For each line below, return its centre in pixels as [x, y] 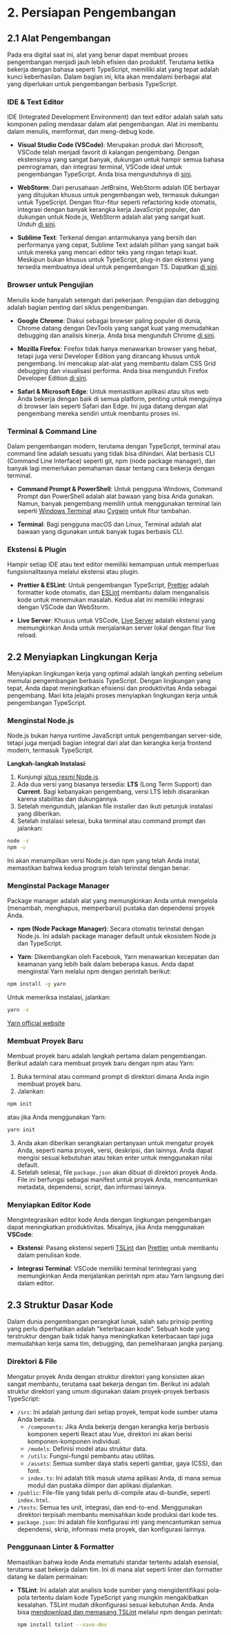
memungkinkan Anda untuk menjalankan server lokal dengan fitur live [116, 628]
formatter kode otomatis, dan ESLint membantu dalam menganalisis [113, 593]
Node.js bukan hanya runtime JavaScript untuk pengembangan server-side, [115, 735]
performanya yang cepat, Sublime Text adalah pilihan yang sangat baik [118, 245]
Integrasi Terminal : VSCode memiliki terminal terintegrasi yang [107, 1269]
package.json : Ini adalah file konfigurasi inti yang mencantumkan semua [119, 1522]
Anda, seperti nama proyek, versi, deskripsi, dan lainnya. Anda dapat [115, 1151]
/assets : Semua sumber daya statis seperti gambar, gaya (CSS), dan [125, 1463]
